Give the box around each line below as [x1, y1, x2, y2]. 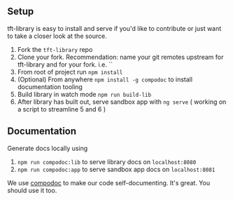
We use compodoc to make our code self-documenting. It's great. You [7, 178, 211, 187]
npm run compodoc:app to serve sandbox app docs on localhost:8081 [17, 165, 216, 173]
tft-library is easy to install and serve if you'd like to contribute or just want [7, 24, 222, 32]
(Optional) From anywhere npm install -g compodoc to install [17, 75, 193, 84]
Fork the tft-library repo [17, 45, 93, 53]
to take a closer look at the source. [7, 32, 107, 40]
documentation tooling [17, 82, 83, 91]
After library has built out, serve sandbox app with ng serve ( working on [17, 98, 227, 106]
